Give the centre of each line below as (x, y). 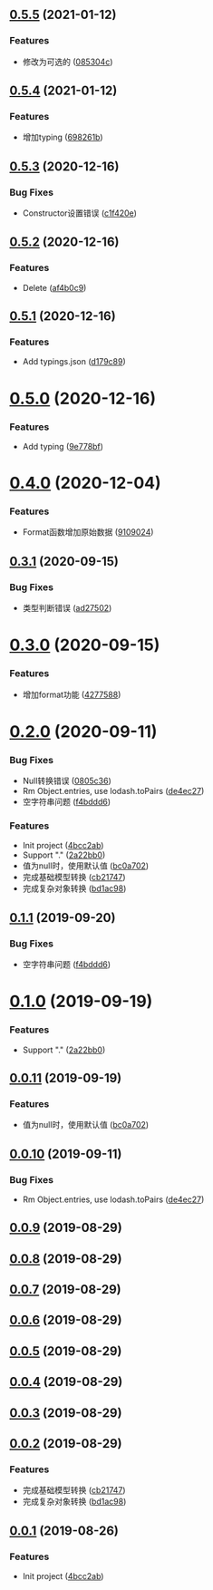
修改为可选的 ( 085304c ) (68, 62)
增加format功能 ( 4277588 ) (72, 694)
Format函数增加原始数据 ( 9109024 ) (88, 532)
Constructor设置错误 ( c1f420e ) (80, 213)
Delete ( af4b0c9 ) (54, 287)
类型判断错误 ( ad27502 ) (67, 608)
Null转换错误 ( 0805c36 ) (67, 781)
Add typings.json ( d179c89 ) (74, 362)
